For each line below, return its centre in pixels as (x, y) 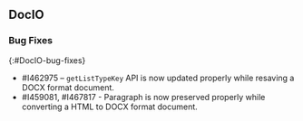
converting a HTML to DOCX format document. (110, 107)
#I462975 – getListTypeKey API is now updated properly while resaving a (158, 78)
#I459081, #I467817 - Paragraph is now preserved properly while (143, 97)
